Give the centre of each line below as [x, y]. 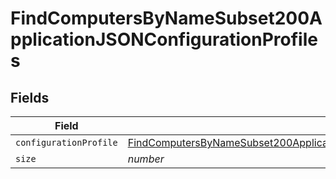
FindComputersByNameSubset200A [166, 18]
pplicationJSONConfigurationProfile [164, 39]
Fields [30, 97]
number [146, 159]
